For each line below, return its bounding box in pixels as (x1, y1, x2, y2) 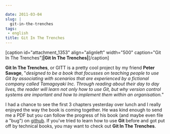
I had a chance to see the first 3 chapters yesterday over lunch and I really (5, 102, 161, 107)
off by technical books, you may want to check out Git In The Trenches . (5, 123, 156, 129)
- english (7, 31, 29, 36)
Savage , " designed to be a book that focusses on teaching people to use (5, 70, 159, 76)
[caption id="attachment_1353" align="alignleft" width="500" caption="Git (5, 49, 161, 55)
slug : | (5, 16, 22, 22)
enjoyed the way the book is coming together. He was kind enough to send (5, 107, 162, 113)
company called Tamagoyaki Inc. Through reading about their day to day (5, 81, 159, 87)
